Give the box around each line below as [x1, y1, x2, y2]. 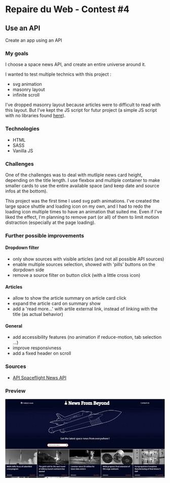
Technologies [5, 125, 39, 133]
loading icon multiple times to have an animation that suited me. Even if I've [5, 208, 162, 214]
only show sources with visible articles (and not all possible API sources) [12, 256, 164, 262]
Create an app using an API [5, 37, 62, 43]
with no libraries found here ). [5, 113, 66, 119]
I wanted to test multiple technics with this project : [5, 71, 112, 77]
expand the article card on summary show [12, 301, 101, 307]
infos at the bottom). [5, 188, 48, 194]
